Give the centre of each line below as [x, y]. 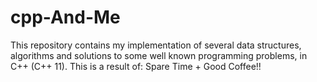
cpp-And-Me [65, 17]
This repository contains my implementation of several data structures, [156, 45]
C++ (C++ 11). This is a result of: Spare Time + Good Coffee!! [136, 66]
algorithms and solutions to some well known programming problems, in [159, 55]
